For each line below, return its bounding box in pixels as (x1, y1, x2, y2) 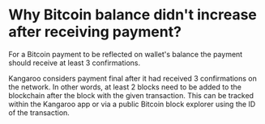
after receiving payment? (8, 23, 182, 41)
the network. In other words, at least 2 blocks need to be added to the (8, 82, 241, 92)
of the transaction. (8, 107, 71, 118)
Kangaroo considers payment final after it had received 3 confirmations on (8, 73, 258, 83)
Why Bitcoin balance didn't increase (8, 6, 258, 24)
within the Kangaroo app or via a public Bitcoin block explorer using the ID (8, 99, 256, 109)
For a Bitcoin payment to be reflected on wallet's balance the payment (8, 49, 243, 59)
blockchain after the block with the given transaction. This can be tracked (8, 90, 254, 100)
